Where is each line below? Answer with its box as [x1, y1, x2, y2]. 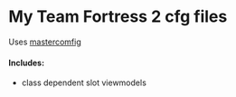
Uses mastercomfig [8, 36, 82, 47]
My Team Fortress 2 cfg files [8, 6, 228, 27]
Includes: [8, 57, 45, 68]
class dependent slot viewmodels [21, 77, 146, 88]
